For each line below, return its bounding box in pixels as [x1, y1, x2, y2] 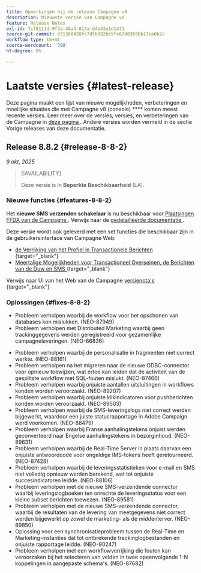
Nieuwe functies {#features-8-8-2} [6, 196, 112, 204]
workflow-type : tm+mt [6, 37, 61, 43]
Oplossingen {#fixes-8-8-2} [6, 298, 91, 307]
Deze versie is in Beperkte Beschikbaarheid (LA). [20, 181, 145, 188]
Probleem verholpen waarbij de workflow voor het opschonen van [14, 312, 179, 319]
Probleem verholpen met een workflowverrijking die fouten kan [14, 547, 171, 554]
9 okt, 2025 [6, 158, 35, 165]
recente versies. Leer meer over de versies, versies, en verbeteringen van [6, 112, 189, 119]
